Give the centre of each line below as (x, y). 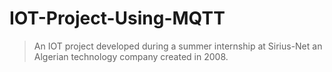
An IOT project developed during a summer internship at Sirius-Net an (178, 46)
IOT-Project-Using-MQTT (117, 18)
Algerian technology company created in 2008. (131, 56)
